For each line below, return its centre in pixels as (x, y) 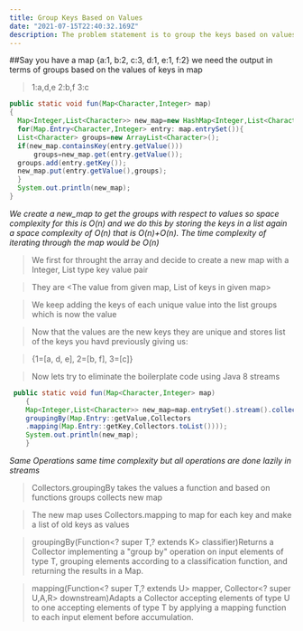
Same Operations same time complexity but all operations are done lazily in (150, 461)
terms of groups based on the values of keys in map (106, 70)
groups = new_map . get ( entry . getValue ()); (108, 155)
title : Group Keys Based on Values (76, 18)
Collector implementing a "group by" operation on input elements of (157, 551)
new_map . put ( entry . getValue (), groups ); (92, 171)
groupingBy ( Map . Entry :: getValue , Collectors (109, 418)
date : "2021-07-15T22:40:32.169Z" (74, 26)
